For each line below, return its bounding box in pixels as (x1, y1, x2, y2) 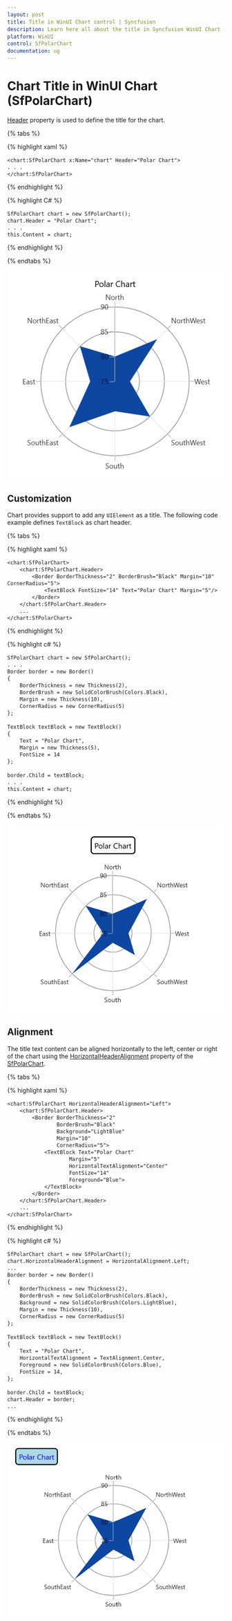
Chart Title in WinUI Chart (7, 78, 158, 94)
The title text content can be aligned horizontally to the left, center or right (7, 1044, 217, 1053)
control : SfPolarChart (7, 40, 72, 48)
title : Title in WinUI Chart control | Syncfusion (7, 18, 156, 26)
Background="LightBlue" (56, 1128, 126, 1135)
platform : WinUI (7, 33, 54, 40)
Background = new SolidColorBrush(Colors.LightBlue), (19, 1299, 177, 1306)
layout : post (7, 11, 45, 18)
